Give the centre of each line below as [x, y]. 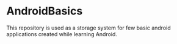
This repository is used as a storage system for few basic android [88, 28]
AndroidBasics [45, 11]
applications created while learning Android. [62, 34]
